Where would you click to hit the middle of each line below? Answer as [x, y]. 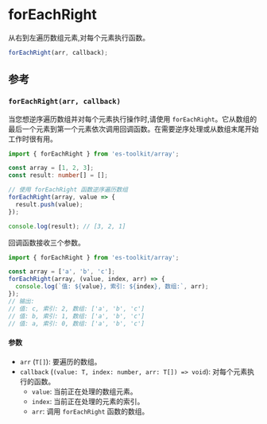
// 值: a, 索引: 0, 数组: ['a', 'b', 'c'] [77, 323]
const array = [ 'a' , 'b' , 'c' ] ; [62, 272]
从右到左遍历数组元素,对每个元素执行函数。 [79, 37]
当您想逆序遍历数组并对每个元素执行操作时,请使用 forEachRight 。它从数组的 [132, 119]
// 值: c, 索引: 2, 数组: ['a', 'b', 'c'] [77, 308]
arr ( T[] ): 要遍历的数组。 [60, 361]
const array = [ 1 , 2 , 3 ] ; [51, 168]
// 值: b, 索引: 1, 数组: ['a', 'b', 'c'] [77, 316]
